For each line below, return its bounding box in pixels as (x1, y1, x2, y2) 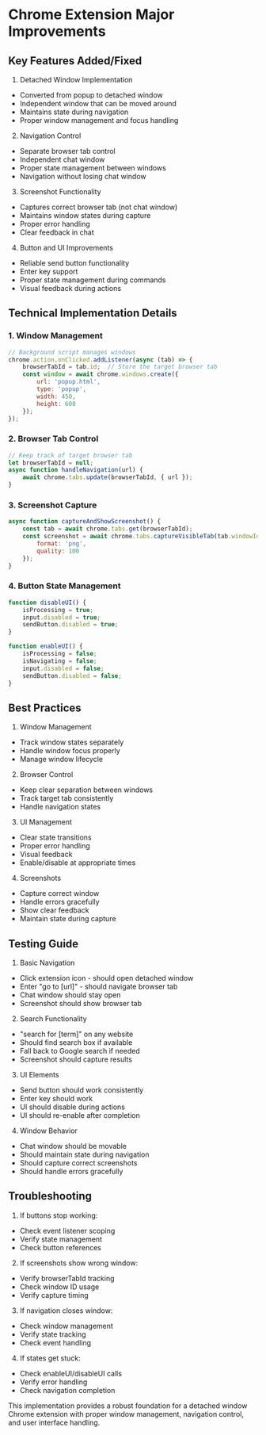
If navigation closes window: (19, 1306, 113, 1315)
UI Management (19, 817, 73, 827)
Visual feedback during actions (19, 284, 121, 293)
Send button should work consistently (19, 1085, 144, 1095)
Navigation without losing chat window (19, 172, 146, 181)
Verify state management (19, 1234, 103, 1244)
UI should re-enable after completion (19, 1111, 140, 1120)
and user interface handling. (8, 1418, 101, 1427)
